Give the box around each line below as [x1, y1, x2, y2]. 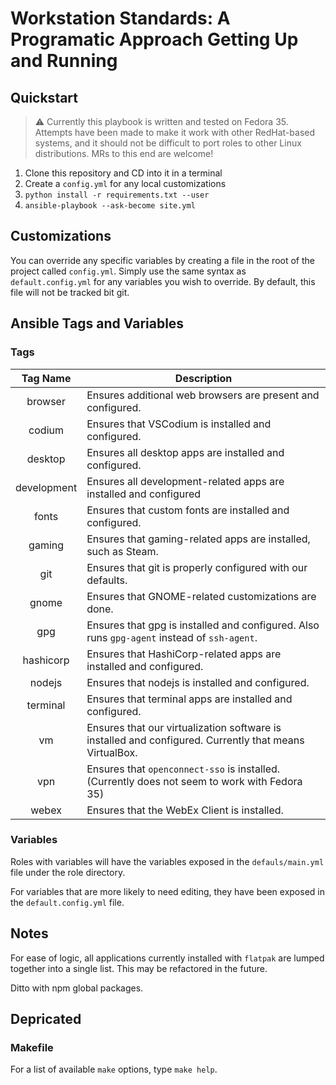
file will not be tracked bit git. [10, 286, 130, 298]
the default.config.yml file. [10, 896, 125, 908]
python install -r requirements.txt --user [24, 190, 210, 200]
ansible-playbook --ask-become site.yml [24, 201, 196, 211]
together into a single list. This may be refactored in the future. [10, 962, 268, 974]
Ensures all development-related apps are [86, 474, 285, 488]
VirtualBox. [86, 745, 138, 759]
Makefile [10, 1040, 54, 1054]
